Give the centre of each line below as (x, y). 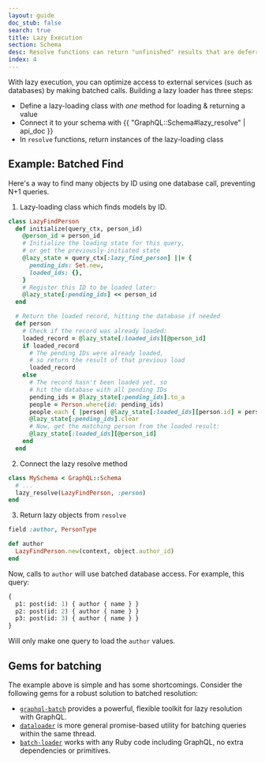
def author (26, 544)
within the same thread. (58, 734)
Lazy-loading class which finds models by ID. (93, 207)
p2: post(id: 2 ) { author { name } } (77, 611)
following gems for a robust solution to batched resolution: (103, 693)
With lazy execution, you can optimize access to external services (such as (130, 82)
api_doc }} (36, 130)
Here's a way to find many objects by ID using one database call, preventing (132, 183)
